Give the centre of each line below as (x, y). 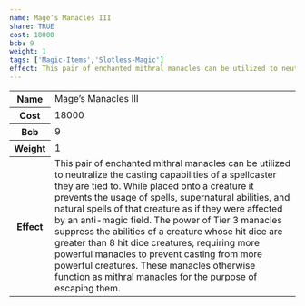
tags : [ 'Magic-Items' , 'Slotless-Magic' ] (87, 60)
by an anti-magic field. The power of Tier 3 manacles (168, 221)
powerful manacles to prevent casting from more (158, 254)
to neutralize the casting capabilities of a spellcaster (165, 175)
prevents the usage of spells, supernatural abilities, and (172, 198)
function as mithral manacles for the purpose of (156, 277)
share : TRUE (32, 26)
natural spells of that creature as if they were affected (168, 209)
